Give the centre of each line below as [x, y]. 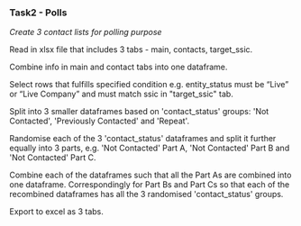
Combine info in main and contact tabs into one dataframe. [119, 67]
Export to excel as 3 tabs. [56, 212]
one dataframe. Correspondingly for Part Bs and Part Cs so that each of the [150, 185]
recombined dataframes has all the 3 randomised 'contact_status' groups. [146, 194]
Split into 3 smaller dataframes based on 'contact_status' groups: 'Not [139, 112]
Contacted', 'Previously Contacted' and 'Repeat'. [100, 121]
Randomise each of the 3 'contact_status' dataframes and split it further [143, 139]
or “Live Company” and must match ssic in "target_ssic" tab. [122, 94]
